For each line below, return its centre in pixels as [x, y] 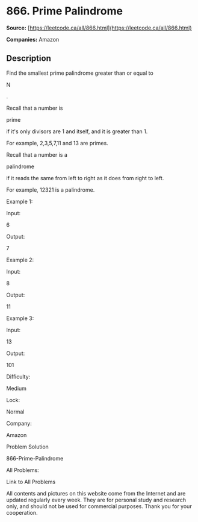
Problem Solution [28, 447]
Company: [19, 423]
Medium [17, 388]
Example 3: [20, 318]
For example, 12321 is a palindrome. [51, 190]
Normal [15, 412]
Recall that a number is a [37, 154]
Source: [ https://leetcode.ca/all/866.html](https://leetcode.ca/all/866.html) [99, 28]
